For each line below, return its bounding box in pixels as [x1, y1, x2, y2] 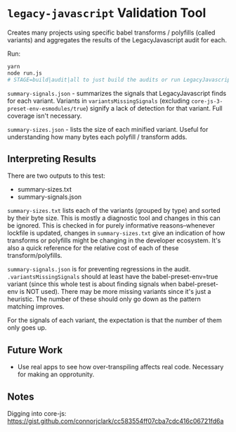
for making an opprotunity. [17, 370, 95, 378]
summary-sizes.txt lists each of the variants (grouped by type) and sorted [7, 206, 221, 215]
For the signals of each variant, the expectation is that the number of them [7, 316, 223, 325]
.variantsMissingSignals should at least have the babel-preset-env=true [7, 273, 218, 281]
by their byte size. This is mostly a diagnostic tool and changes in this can [7, 214, 221, 223]
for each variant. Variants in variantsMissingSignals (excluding [7, 97, 190, 105]
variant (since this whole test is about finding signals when [7, 280, 177, 288]
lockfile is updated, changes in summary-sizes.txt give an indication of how [7, 229, 225, 237]
